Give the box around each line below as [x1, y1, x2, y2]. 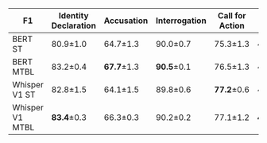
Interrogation [155, 15, 207, 26]
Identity [58, 10, 89, 21]
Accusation [103, 15, 149, 26]
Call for [217, 10, 246, 21]
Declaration [51, 20, 97, 31]
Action [219, 20, 245, 31]
